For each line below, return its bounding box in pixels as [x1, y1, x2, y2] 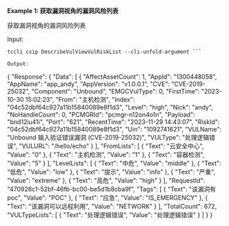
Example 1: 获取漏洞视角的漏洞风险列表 [7, 7, 119, 14]
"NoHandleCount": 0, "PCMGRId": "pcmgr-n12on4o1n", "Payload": [7, 110, 195, 119]
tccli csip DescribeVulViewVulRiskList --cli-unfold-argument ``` [7, 48, 202, 55]
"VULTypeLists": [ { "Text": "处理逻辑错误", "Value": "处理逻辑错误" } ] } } [7, 211, 213, 219]
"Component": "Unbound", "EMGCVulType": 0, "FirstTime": [31, 88, 200, 95]
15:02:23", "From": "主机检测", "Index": [25, 96, 135, 103]
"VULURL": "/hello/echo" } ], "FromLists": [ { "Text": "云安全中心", [19, 142, 204, 150]
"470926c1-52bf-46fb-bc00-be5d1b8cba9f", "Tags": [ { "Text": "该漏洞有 [7, 185, 216, 193]
